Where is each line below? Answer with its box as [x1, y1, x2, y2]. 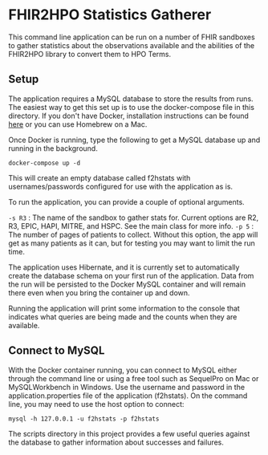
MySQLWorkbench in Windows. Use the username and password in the [8, 382, 246, 392]
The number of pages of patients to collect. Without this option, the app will [8, 230, 258, 239]
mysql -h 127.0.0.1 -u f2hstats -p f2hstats [8, 415, 160, 423]
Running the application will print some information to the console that [8, 303, 241, 313]
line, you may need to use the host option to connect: [8, 399, 185, 408]
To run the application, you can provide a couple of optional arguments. [8, 197, 245, 206]
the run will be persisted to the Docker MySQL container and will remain [8, 279, 246, 289]
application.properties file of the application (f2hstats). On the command [8, 391, 248, 400]
